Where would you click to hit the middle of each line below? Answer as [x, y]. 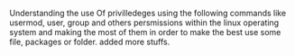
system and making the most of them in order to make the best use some [145, 32]
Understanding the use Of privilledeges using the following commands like [148, 13]
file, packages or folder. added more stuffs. [90, 42]
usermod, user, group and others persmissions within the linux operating [144, 23]
